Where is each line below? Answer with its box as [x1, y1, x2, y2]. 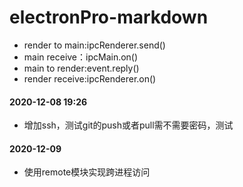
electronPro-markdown [9, 6, 209, 29]
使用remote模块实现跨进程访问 [23, 166, 151, 178]
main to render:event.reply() [23, 62, 140, 74]
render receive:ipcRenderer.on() [23, 72, 157, 85]
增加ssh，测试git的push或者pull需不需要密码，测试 [23, 119, 234, 131]
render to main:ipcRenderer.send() [23, 39, 166, 51]
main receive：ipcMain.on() [23, 51, 139, 63]
